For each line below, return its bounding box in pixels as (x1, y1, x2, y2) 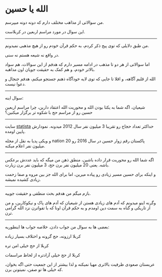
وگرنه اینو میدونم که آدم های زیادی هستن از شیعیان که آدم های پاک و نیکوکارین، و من (5, 200, 156, 205)
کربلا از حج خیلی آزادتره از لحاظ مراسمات (5, 252, 81, 258)
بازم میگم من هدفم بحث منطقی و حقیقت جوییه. (5, 190, 91, 196)
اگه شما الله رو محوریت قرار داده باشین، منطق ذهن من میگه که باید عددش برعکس (5, 157, 154, 162)
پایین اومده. (5, 128, 26, 134)
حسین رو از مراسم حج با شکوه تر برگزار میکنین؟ (5, 109, 93, 115)
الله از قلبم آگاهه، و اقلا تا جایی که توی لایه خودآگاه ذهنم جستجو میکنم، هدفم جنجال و (5, 76, 156, 82)
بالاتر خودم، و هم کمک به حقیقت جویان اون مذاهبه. (5, 66, 95, 72)
